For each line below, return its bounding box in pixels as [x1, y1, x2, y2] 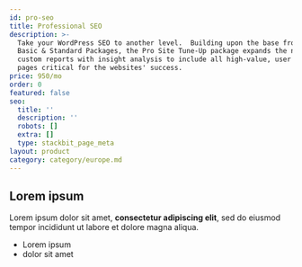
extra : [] [17, 130, 54, 139]
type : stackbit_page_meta [17, 138, 115, 147]
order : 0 [9, 80, 42, 89]
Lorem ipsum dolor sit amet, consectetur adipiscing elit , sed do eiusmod [9, 212, 281, 223]
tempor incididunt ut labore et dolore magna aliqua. [9, 222, 200, 233]
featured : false [9, 88, 70, 97]
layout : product [9, 147, 70, 156]
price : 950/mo [9, 72, 63, 81]
